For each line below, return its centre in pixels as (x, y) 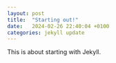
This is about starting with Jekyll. (54, 52)
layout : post (26, 13)
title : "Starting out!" (43, 20)
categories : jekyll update (46, 33)
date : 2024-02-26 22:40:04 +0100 (58, 26)
